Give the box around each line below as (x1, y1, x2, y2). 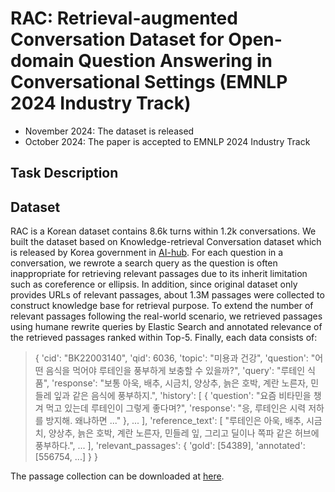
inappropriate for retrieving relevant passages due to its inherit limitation (10, 268, 308, 280)
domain (10, 50, 75, 72)
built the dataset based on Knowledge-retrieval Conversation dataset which (10, 236, 322, 248)
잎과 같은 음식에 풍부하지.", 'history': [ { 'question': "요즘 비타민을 (53, 390, 312, 402)
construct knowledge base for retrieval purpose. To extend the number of (10, 300, 314, 312)
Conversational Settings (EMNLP (10, 71, 288, 94)
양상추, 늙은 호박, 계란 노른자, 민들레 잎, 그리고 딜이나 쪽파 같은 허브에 (48, 427, 320, 439)
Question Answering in (78, 50, 273, 72)
